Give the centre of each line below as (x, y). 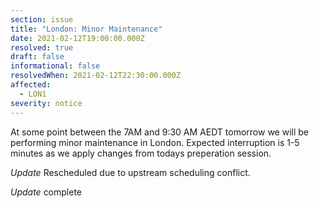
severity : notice (46, 103)
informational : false (55, 66)
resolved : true (42, 47)
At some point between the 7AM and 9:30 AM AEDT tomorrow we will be (159, 132)
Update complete (46, 192)
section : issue (42, 19)
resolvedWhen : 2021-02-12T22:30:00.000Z (96, 76)
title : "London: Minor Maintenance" (86, 29)
